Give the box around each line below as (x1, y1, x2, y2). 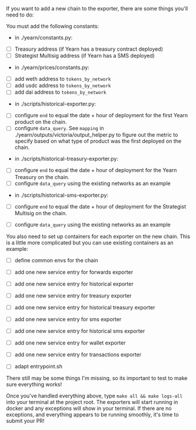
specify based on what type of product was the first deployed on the (14, 138, 181, 145)
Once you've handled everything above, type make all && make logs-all (6, 392, 183, 399)
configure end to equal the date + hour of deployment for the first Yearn (14, 112, 188, 119)
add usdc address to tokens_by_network (14, 82, 111, 89)
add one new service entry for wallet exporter (14, 339, 126, 346)
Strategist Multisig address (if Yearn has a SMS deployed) (14, 52, 155, 59)
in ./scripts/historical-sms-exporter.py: (14, 191, 109, 199)
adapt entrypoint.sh (14, 363, 63, 370)
